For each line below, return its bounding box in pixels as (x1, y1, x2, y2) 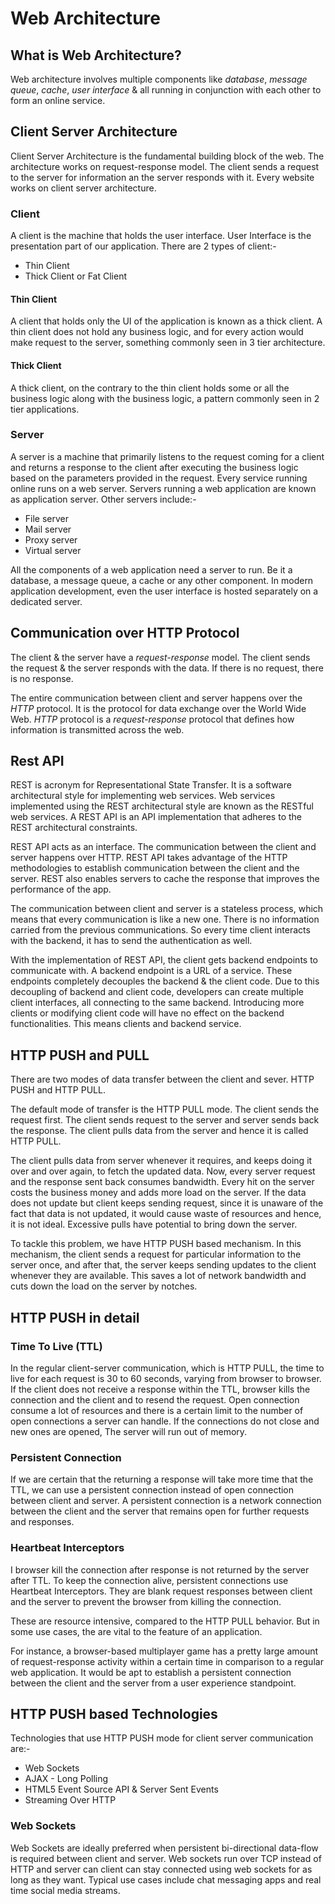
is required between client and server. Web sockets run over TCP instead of (10, 1852, 322, 1864)
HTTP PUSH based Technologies (10, 1705, 218, 1722)
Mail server (24, 523, 72, 535)
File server (24, 512, 70, 524)
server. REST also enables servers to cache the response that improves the (10, 873, 320, 885)
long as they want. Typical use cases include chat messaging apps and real (10, 1873, 322, 1886)
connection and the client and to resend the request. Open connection (10, 1393, 300, 1406)
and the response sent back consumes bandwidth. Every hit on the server (10, 1176, 315, 1188)
